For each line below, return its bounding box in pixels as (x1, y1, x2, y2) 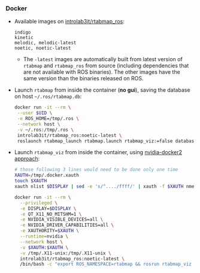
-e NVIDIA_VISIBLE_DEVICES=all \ (20, 217, 104, 223)
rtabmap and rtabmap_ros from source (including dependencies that (23, 62, 189, 70)
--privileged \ (20, 200, 58, 206)
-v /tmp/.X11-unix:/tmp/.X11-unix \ (20, 250, 111, 256)
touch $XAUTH (14, 178, 47, 184)
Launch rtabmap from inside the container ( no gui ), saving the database (14, 86, 190, 94)
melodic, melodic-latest (14, 40, 77, 46)
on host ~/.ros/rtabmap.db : (14, 93, 82, 100)
